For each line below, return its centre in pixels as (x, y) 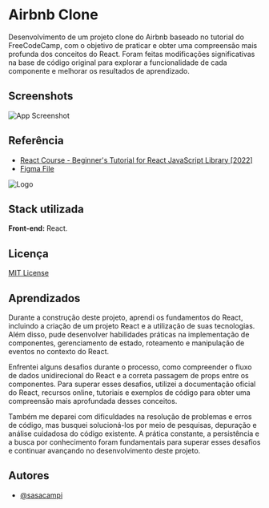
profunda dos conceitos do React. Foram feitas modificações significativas (132, 54)
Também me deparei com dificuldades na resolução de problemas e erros (130, 417)
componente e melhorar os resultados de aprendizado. (99, 71)
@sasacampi (41, 495)
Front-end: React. (38, 228)
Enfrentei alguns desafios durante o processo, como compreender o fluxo (130, 367)
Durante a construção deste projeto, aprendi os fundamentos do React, (126, 317)
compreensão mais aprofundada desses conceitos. (93, 401)
